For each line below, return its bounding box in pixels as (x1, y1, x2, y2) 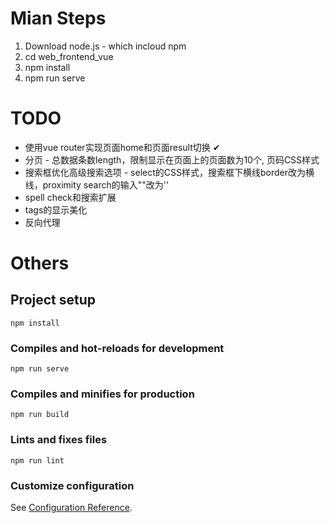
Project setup (10, 292, 97, 309)
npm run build (10, 410, 70, 420)
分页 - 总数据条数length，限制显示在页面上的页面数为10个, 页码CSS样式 (24, 153, 320, 166)
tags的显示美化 (24, 203, 88, 216)
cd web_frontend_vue (24, 50, 114, 62)
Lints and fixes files (10, 433, 108, 447)
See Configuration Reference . (10, 502, 133, 514)
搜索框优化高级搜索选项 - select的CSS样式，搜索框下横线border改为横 (24, 166, 315, 178)
